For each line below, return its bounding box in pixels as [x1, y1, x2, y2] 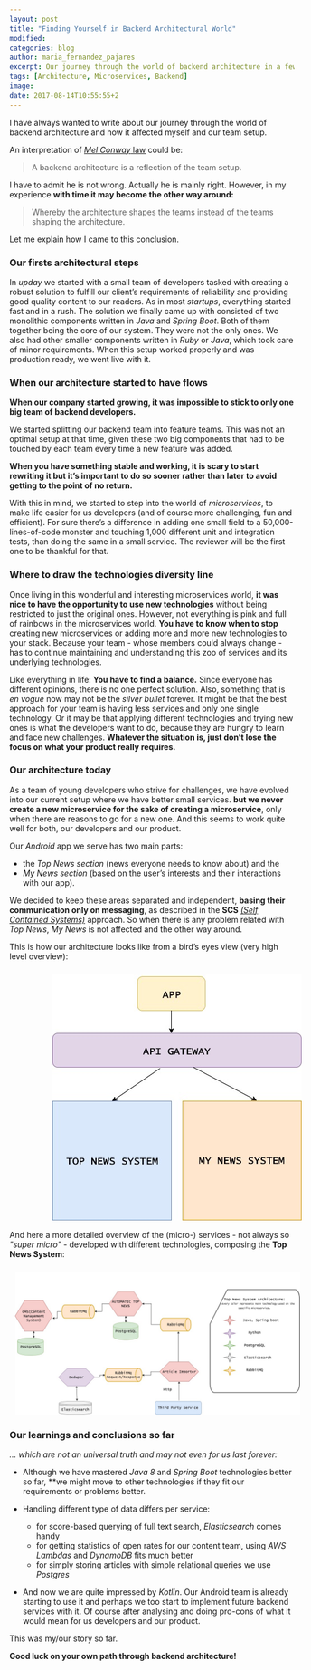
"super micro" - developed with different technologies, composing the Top [9, 1239, 287, 1250]
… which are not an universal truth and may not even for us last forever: [9, 1449, 278, 1460]
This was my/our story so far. [9, 1633, 118, 1644]
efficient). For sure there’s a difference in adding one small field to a [9, 517, 261, 528]
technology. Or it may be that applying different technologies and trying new [9, 712, 294, 724]
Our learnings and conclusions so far [9, 1428, 175, 1441]
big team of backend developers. [9, 407, 137, 417]
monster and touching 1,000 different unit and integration [61, 526, 276, 538]
